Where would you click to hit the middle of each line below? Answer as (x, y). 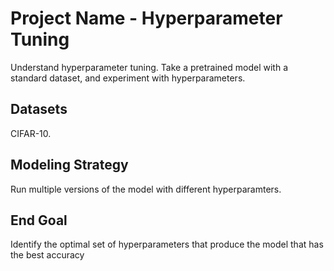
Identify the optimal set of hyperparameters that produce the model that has (167, 244)
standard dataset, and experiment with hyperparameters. (128, 78)
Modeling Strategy (69, 165)
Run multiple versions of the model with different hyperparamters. (146, 189)
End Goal (39, 220)
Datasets (39, 109)
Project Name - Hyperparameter (146, 18)
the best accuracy (47, 255)
